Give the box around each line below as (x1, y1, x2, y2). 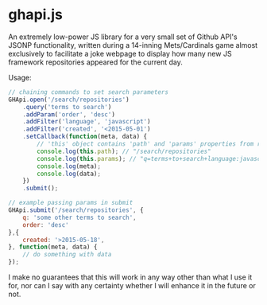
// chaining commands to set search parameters (8, 88, 169, 96)
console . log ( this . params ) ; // (37, 154, 137, 162)
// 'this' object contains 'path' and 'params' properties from (37, 140, 254, 148)
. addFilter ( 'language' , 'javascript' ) (22, 118, 151, 126)
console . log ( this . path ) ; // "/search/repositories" (37, 147, 212, 155)
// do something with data (22, 251, 112, 259)
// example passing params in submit (8, 199, 133, 207)
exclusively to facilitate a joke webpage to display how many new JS (8, 49, 232, 58)
